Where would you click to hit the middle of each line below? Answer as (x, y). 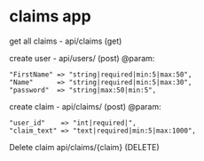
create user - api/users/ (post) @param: (82, 58)
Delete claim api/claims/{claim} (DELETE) (84, 147)
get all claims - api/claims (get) (66, 41)
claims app (50, 16)
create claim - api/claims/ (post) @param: (85, 106)
